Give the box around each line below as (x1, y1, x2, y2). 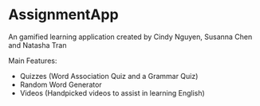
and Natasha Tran (8, 40, 67, 49)
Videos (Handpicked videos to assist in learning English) (19, 88, 205, 97)
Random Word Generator (19, 80, 102, 89)
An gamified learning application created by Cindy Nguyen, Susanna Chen (8, 32, 253, 41)
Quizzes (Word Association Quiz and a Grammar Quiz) (19, 71, 199, 80)
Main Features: (8, 56, 57, 65)
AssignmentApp (8, 6, 119, 24)
